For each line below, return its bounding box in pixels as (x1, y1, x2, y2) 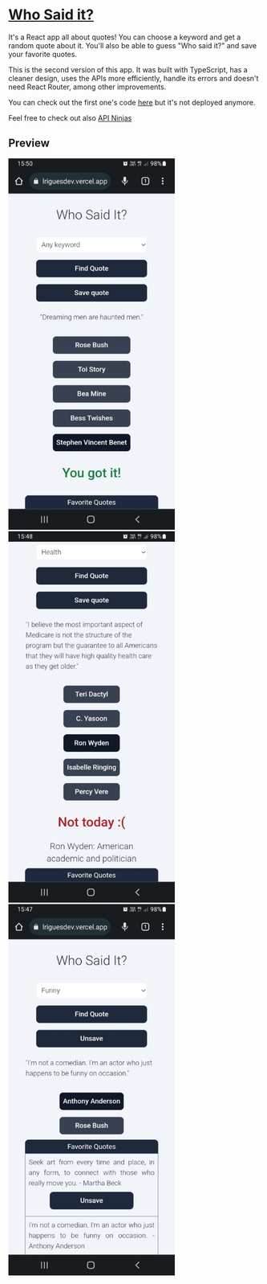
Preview (8, 137, 51, 150)
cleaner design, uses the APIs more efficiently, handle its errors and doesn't (8, 73, 259, 83)
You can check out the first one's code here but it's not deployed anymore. (8, 97, 256, 107)
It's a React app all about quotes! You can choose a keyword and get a (8, 32, 241, 42)
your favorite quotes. (8, 49, 78, 59)
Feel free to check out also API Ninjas (8, 113, 132, 122)
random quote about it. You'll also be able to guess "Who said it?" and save (8, 40, 257, 50)
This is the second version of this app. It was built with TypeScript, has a (8, 64, 249, 74)
